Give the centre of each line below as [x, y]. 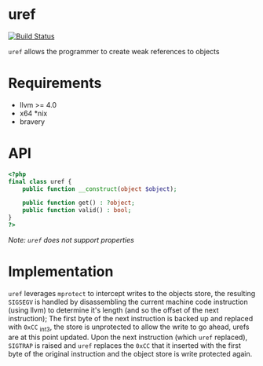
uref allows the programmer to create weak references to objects [114, 51]
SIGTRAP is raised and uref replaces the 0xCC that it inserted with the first [125, 345]
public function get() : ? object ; [79, 203]
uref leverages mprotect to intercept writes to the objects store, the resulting [132, 293]
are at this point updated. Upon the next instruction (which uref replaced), [128, 337]
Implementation [61, 272]
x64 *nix [33, 113]
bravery [32, 121]
